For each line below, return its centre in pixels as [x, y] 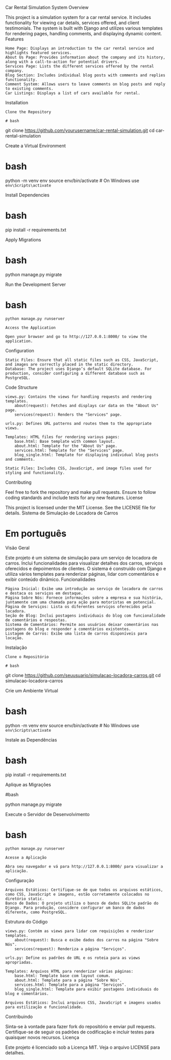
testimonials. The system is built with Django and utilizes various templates [84, 28]
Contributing [18, 482]
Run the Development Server [36, 284]
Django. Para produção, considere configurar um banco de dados [75, 908]
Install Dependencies [27, 195]
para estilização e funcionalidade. [44, 1007]
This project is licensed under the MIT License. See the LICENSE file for [81, 507]
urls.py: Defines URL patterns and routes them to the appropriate [79, 423]
